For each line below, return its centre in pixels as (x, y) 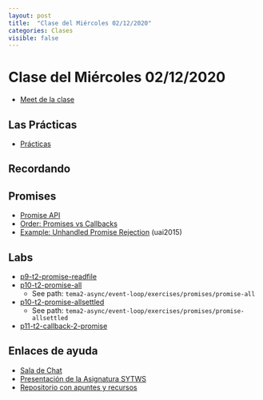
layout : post (30, 16)
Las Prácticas (43, 125)
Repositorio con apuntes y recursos (78, 387)
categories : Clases (41, 30)
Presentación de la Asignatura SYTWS (83, 378)
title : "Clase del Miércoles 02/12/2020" (80, 23)
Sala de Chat (41, 370)
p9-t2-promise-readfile (58, 277)
